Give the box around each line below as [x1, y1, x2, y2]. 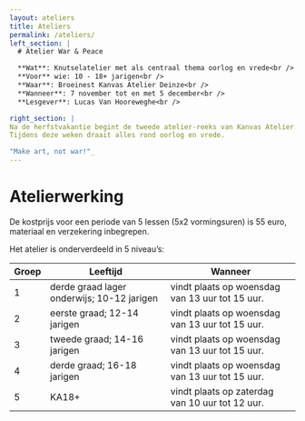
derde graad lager [49, 280, 127, 293]
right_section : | [9, 114, 75, 123]
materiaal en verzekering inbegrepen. [9, 226, 150, 236]
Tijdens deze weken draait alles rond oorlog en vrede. [9, 131, 225, 140]
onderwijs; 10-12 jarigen [49, 292, 159, 305]
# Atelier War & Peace [17, 47, 103, 56]
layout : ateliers [9, 13, 75, 23]
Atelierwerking [9, 186, 124, 207]
